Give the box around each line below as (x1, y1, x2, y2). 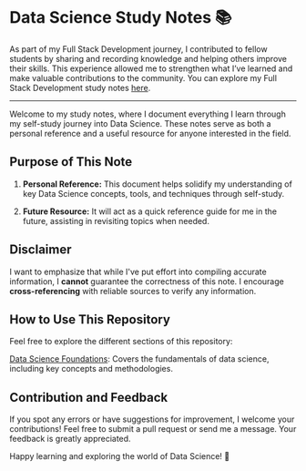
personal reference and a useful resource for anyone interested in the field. (9, 128, 291, 138)
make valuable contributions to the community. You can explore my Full (9, 72, 278, 83)
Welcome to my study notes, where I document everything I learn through (9, 108, 287, 119)
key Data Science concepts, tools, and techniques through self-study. (22, 188, 285, 199)
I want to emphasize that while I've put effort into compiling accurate (9, 266, 267, 277)
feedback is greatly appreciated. (9, 434, 131, 445)
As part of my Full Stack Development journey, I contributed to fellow (9, 43, 268, 55)
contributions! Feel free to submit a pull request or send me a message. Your (9, 424, 297, 435)
